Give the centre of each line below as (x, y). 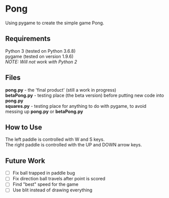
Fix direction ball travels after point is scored (59, 179)
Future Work (25, 161)
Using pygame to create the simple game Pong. (55, 23)
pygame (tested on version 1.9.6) (39, 56)
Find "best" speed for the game (45, 184)
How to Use (24, 127)
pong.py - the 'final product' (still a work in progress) (61, 90)
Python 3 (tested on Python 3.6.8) (40, 51)
